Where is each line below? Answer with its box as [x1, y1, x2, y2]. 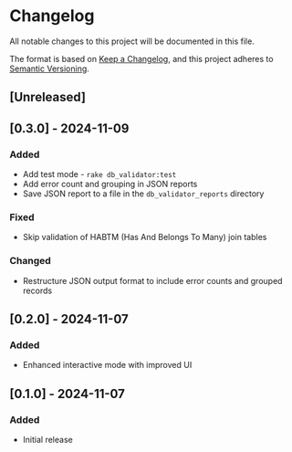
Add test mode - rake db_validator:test [22, 169, 177, 180]
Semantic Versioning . [9, 63, 89, 74]
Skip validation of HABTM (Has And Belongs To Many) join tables [22, 232, 267, 243]
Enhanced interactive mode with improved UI [22, 360, 193, 371]
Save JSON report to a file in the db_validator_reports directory [22, 188, 265, 199]
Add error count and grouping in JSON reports [22, 179, 198, 190]
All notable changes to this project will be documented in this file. [9, 36, 255, 47]
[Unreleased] [9, 89, 87, 105]
